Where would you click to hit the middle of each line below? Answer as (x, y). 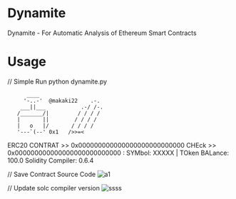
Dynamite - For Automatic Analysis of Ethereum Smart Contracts (102, 33)
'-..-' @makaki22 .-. (62, 101)
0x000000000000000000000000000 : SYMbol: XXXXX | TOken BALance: (118, 153)
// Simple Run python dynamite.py (57, 81)
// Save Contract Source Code (52, 174)
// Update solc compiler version (53, 188)
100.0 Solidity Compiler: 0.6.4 (51, 160)
